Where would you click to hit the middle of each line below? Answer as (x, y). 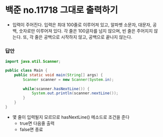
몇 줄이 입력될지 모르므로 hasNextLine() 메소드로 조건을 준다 (71, 117)
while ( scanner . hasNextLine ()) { (56, 89)
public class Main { (27, 70)
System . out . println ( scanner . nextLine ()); (75, 93)
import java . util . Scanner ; (33, 62)
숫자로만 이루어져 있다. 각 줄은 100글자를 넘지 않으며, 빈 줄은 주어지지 (86, 31)
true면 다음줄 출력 (37, 123)
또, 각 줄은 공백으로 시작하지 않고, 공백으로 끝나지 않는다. (78, 37)
